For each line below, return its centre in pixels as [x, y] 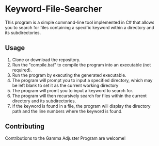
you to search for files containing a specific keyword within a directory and [79, 27]
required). [22, 70]
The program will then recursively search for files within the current [79, 96]
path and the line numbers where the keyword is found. [67, 111]
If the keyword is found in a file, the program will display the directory [81, 106]
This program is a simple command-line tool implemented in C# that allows [80, 22]
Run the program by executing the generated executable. [69, 75]
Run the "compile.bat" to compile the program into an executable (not [81, 65]
